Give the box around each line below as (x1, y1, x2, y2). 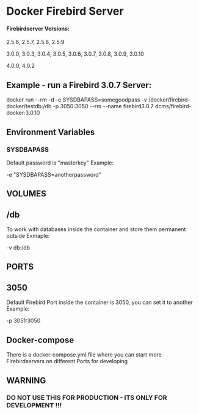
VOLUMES (6, 188, 47, 199)
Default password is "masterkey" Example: (6, 159, 114, 166)
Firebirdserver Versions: (6, 24, 70, 32)
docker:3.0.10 (6, 109, 40, 117)
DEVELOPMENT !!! (6, 401, 62, 410)
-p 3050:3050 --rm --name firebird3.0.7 (52, 103, 154, 110)
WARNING (6, 375, 46, 386)
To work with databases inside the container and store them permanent (6, 226, 186, 233)
